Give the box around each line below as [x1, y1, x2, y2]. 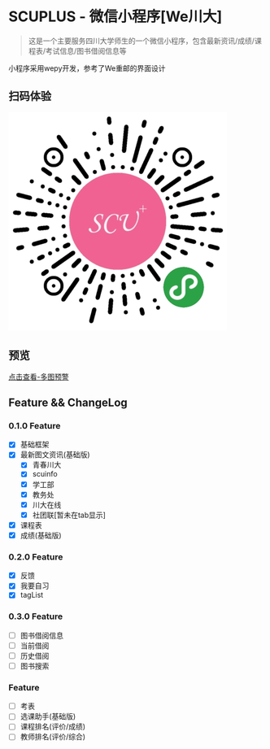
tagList [20, 590, 44, 600]
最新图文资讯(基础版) [20, 450, 90, 459]
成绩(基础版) [20, 530, 62, 540]
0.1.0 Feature [8, 420, 61, 431]
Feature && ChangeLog [8, 395, 128, 409]
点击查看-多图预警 [8, 372, 69, 381]
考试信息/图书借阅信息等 [45, 46, 127, 55]
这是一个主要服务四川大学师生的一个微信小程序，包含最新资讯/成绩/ [28, 36, 255, 46]
